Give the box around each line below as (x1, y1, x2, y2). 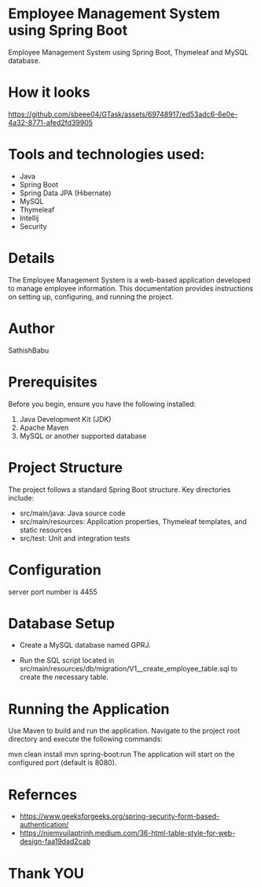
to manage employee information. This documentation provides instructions (8, 283, 254, 293)
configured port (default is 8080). (8, 758, 117, 767)
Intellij (19, 213, 39, 223)
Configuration (8, 560, 102, 578)
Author (8, 320, 55, 337)
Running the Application (8, 700, 170, 718)
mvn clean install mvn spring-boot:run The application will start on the (8, 749, 235, 759)
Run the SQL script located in (19, 656, 115, 665)
